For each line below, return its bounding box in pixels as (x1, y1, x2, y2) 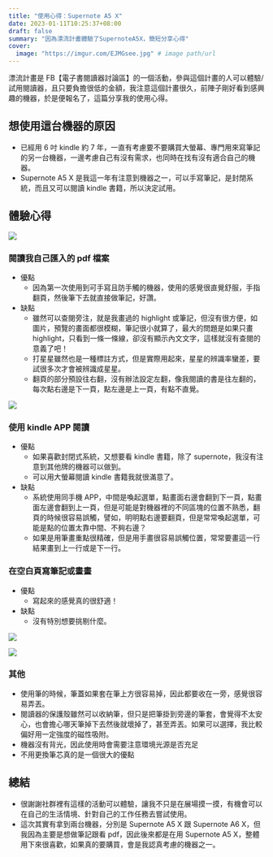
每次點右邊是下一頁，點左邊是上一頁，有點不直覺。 (32, 383, 204, 394)
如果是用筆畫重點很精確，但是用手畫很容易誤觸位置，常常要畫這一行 (32, 533, 261, 543)
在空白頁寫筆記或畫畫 (8, 565, 92, 577)
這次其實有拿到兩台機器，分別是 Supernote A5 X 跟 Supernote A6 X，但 (19, 819, 262, 829)
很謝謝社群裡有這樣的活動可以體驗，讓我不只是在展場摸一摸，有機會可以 (19, 799, 262, 808)
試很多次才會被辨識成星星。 (32, 363, 126, 374)
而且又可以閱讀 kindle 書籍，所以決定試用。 (34, 183, 180, 193)
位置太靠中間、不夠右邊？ (60, 523, 147, 533)
